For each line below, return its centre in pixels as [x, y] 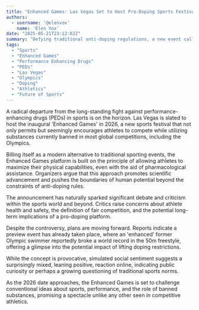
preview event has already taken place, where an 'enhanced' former [89, 234]
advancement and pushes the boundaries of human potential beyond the [95, 179]
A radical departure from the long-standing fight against [75, 111]
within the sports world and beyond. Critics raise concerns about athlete [94, 204]
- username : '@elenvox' [41, 23]
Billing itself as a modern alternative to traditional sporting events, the [91, 154]
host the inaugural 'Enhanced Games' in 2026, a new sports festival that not [99, 124]
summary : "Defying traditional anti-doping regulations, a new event [94, 39]
